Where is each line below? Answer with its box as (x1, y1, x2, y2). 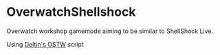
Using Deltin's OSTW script (6, 40, 84, 48)
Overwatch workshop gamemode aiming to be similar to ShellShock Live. (6, 27, 214, 35)
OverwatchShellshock (6, 4, 136, 20)
